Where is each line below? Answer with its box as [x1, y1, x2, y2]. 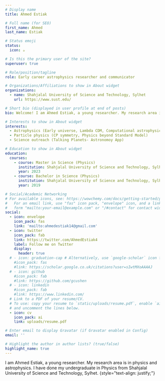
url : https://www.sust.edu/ [14, 97, 71, 102]
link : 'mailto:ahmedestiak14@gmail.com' [14, 224, 98, 229]
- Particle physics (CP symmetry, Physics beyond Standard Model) [9, 133, 148, 138]
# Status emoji [5, 39, 36, 44]
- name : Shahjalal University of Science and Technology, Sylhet [9, 93, 146, 98]
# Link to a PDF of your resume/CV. [9, 297, 84, 302]
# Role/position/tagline [5, 70, 56, 75]
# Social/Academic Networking [5, 192, 67, 197]
